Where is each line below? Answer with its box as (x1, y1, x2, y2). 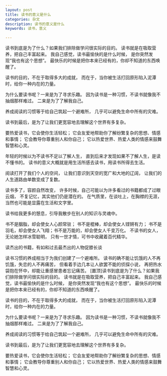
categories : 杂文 (5, 17, 40, 22)
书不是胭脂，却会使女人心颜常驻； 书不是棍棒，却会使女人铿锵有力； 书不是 (5, 221, 162, 227)
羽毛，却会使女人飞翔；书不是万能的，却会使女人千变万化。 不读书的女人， (5, 228, 161, 234)
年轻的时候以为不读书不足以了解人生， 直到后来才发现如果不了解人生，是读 (5, 153, 161, 159)
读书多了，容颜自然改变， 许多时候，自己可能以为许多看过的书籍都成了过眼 (5, 187, 161, 193)
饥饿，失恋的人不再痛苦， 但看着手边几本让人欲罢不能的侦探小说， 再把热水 (5, 261, 162, 267)
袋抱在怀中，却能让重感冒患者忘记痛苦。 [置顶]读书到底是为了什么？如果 (5, 268, 155, 274)
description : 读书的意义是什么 (5, 21, 65, 27)
